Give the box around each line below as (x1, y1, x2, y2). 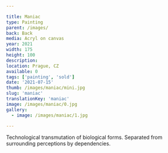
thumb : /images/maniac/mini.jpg (6, 85, 85, 91)
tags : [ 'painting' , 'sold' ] (6, 74, 75, 80)
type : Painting (6, 19, 43, 25)
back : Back (6, 30, 33, 36)
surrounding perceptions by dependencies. (6, 140, 111, 147)
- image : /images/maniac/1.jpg (11, 112, 88, 118)
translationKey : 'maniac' (6, 96, 69, 102)
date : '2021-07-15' (6, 79, 54, 85)
